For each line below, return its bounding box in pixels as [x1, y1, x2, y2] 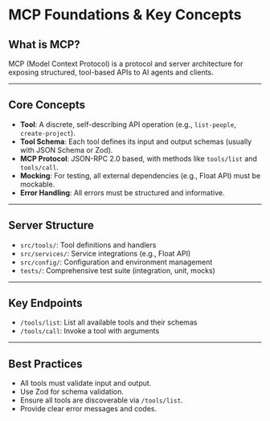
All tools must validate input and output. [19, 378, 152, 388]
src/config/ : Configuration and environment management [19, 257, 213, 267]
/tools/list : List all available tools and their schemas [19, 317, 198, 327]
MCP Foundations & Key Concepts [8, 6, 242, 24]
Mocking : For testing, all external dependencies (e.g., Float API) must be [19, 170, 261, 180]
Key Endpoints [8, 296, 83, 310]
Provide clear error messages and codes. [19, 404, 157, 414]
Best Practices [8, 357, 83, 370]
